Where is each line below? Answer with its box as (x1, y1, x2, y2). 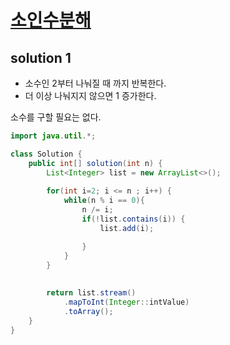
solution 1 (10, 49, 72, 66)
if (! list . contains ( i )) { (81, 214, 186, 224)
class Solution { (10, 149, 83, 159)
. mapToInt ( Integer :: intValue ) (63, 297, 190, 307)
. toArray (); (63, 306, 114, 316)
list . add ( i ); (99, 223, 155, 233)
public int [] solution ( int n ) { (28, 158, 163, 168)
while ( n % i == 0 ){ (63, 196, 145, 206)
